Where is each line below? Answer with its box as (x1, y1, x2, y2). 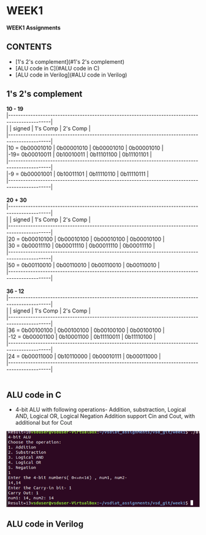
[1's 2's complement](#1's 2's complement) (15, 58, 124, 65)
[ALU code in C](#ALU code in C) (15, 64, 100, 72)
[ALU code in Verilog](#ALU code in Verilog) (15, 71, 128, 78)
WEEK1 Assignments (6, 24, 61, 31)
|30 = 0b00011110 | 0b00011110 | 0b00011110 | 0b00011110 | (6, 241, 155, 249)
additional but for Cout (15, 419, 72, 427)
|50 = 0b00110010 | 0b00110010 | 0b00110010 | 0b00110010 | (6, 261, 160, 268)
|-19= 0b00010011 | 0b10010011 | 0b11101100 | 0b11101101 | (6, 151, 152, 158)
